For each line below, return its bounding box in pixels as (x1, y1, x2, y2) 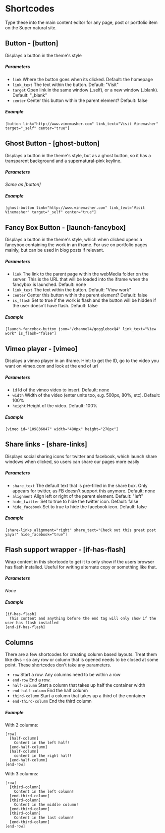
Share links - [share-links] (5, 440, 88, 449)
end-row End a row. (12, 677, 51, 683)
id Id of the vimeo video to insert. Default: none (12, 386, 110, 393)
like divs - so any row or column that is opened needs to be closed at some (5, 657, 159, 663)
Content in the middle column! (14, 802, 79, 807)
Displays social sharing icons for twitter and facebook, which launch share (5, 453, 157, 459)
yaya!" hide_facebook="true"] (5, 532, 68, 537)
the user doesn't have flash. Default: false (12, 303, 98, 309)
